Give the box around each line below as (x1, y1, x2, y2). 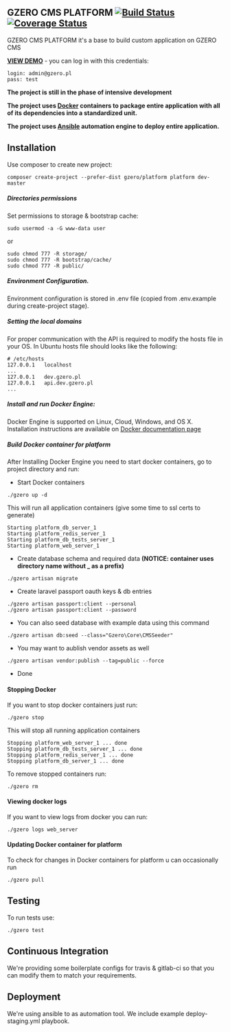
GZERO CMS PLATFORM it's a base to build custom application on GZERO (7, 36, 217, 44)
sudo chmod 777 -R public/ (7, 262, 84, 269)
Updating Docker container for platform (7, 840, 122, 849)
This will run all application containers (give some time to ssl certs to (7, 504, 201, 512)
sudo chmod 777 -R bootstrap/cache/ (7, 256, 112, 263)
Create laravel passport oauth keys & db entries (16, 587, 152, 596)
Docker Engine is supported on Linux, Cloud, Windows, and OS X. (7, 417, 194, 426)
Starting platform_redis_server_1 (7, 530, 106, 537)
